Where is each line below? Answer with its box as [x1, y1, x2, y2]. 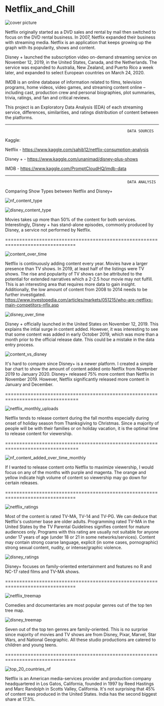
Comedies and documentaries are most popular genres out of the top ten [5, 602, 152, 608]
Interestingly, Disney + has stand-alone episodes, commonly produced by [5, 221, 154, 228]
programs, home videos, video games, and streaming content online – [5, 84, 145, 90]
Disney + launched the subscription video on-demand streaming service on [5, 54, 157, 60]
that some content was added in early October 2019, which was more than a [5, 331, 159, 337]
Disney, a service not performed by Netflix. [5, 227, 92, 233]
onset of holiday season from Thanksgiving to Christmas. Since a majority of [5, 420, 159, 426]
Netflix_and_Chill [5, 3, 75, 15]
